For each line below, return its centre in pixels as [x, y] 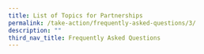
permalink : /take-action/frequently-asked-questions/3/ [102, 23]
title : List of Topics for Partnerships [76, 15]
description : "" [35, 30]
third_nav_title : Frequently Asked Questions [84, 38]
